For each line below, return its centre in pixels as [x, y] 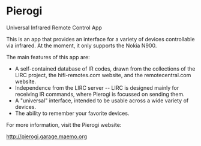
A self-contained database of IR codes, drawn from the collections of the [105, 69]
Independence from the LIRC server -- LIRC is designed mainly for [97, 87]
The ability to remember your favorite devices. [72, 113]
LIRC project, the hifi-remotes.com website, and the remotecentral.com [103, 75]
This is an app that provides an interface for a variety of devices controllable [100, 39]
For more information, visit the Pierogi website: [64, 124]
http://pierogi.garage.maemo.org [47, 136]
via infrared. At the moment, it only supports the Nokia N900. [82, 45]
